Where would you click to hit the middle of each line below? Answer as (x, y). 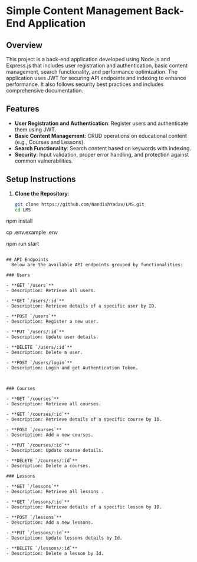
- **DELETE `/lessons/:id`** (42, 548)
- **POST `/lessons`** (34, 518)
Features (23, 109)
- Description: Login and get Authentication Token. (72, 368)
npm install (19, 221)
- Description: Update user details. (52, 337)
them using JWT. (35, 129)
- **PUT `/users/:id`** (35, 332)
